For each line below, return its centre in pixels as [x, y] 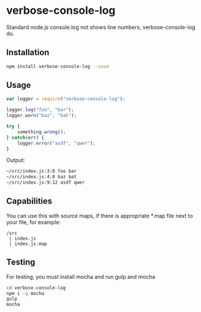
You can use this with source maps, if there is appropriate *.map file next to [100, 216]
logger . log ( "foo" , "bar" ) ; [40, 110]
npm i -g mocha [25, 293]
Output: [16, 160]
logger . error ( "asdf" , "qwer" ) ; [56, 143]
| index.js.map [28, 244]
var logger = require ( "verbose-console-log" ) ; [66, 99]
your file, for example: [33, 222]
